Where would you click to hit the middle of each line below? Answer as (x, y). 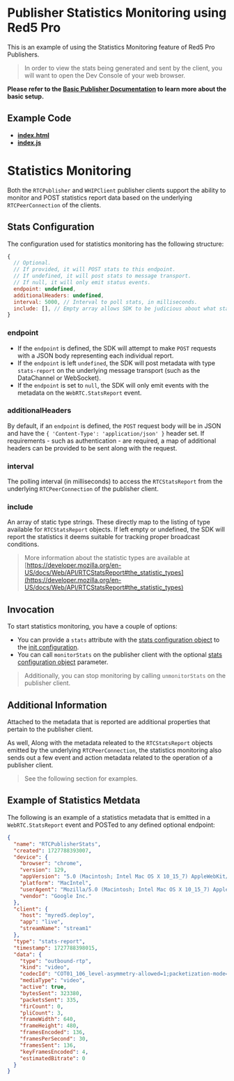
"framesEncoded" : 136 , (53, 1032)
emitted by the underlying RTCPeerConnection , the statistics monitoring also (114, 750)
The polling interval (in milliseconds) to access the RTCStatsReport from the (115, 481)
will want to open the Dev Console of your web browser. (105, 75)
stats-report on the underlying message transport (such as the (109, 370)
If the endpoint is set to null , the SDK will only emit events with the (113, 385)
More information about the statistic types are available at (107, 558)
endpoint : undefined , (45, 289)
